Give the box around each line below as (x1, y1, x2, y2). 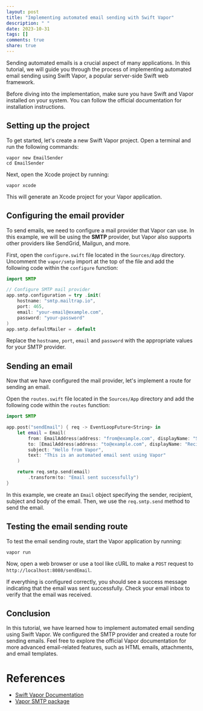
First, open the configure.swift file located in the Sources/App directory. (6, 251, 185, 258)
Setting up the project (6, 120, 90, 131)
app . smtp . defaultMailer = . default (6, 326, 96, 332)
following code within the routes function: (6, 402, 111, 409)
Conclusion (6, 609, 51, 619)
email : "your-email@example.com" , (17, 309, 104, 315)
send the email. (6, 503, 45, 511)
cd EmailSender (6, 160, 45, 166)
